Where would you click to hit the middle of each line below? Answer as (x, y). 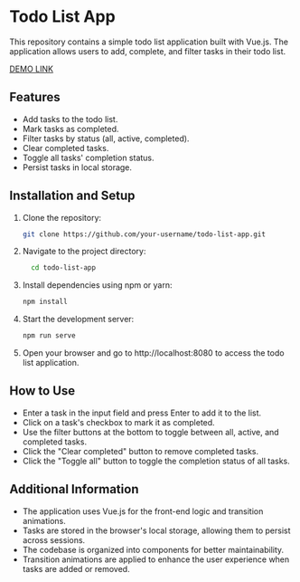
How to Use (42, 391)
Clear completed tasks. (66, 148)
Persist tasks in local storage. (77, 167)
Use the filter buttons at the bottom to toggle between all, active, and (150, 432)
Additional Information (74, 489)
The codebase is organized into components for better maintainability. (153, 549)
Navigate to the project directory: (84, 252)
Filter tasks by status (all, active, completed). (106, 138)
